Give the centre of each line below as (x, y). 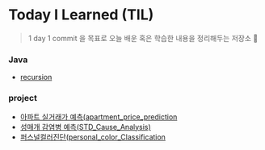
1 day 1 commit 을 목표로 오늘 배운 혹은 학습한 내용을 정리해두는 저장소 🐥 (143, 38)
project (23, 98)
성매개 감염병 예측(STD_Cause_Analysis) (85, 127)
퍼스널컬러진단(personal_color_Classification (93, 137)
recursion (36, 77)
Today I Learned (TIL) (81, 15)
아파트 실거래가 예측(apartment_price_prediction (99, 117)
